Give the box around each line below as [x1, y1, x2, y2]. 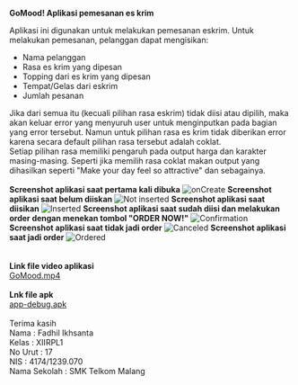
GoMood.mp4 [9, 270, 61, 281]
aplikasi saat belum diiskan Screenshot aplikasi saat [9, 193, 266, 204]
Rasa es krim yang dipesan [22, 62, 123, 72]
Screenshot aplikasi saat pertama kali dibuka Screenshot [9, 184, 272, 194]
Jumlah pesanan [22, 90, 84, 101]
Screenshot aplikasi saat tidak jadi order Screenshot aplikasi [9, 222, 286, 233]
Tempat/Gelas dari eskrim [22, 81, 118, 91]
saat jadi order [9, 232, 65, 242]
